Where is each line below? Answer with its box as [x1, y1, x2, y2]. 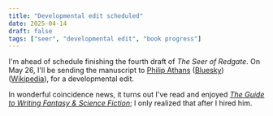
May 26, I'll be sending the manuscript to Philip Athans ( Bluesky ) [8, 66, 225, 75]
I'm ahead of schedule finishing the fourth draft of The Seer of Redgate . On [8, 57, 261, 67]
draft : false [8, 27, 53, 35]
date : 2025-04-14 [8, 19, 67, 28]
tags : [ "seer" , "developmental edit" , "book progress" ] [8, 34, 201, 43]
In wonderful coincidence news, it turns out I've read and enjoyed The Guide [8, 90, 265, 100]
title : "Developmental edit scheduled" [8, 11, 144, 20]
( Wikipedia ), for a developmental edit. [8, 74, 135, 84]
